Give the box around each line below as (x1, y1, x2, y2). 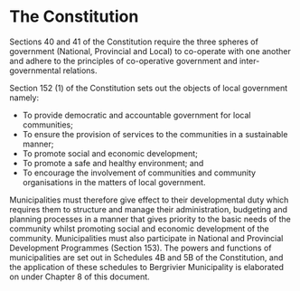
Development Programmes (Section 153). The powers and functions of (9, 242, 272, 253)
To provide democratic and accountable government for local (22, 109, 251, 120)
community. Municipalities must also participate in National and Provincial (9, 232, 284, 243)
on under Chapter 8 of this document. (9, 271, 151, 282)
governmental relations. (9, 65, 98, 76)
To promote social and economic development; (22, 147, 199, 159)
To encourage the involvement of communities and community (22, 167, 256, 178)
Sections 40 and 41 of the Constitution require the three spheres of (9, 36, 259, 47)
